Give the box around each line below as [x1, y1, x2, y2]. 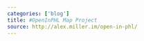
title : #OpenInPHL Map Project [7, 17, 98, 24]
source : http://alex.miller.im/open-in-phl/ [7, 23, 138, 30]
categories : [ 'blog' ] [7, 10, 70, 17]
